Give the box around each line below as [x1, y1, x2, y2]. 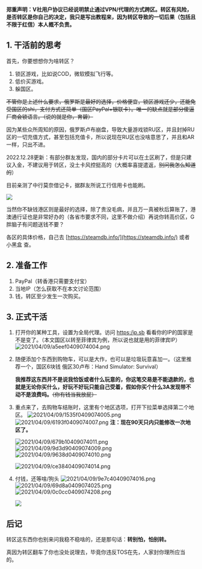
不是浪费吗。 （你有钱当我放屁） [20, 391, 97, 398]
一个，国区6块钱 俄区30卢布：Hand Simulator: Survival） [20, 363, 162, 370]
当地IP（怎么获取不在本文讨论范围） [14, 285, 105, 292]
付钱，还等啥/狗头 [14, 475, 60, 482]
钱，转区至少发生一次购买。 [14, 292, 84, 300]
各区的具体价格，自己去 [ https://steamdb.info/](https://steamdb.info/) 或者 [6, 233, 190, 240]
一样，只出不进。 [6, 141, 49, 148]
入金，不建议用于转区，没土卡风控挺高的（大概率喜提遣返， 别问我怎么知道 [11, 161, 196, 168]
